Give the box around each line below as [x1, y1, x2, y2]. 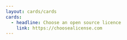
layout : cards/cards [5, 8, 58, 15]
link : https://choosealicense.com [16, 25, 102, 31]
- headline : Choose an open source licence [11, 19, 121, 25]
